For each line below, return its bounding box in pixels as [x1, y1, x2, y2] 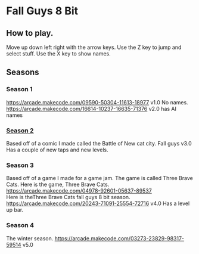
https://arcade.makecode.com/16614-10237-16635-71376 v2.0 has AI [6, 105, 177, 112]
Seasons [6, 67, 40, 78]
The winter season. [6, 234, 54, 242]
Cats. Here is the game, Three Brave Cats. [6, 181, 110, 188]
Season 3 [6, 161, 34, 169]
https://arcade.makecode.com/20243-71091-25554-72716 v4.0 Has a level [6, 200, 190, 207]
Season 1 [6, 85, 33, 94]
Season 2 [6, 126, 34, 135]
